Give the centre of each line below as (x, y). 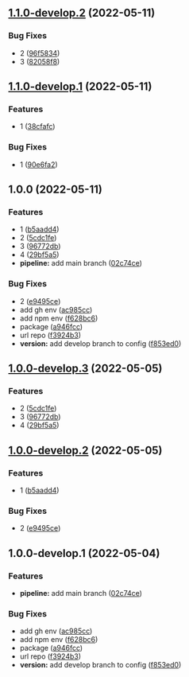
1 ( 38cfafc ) (37, 126)
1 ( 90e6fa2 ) (39, 164)
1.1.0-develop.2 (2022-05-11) (82, 13)
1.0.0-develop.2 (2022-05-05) (85, 450)
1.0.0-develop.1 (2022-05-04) (84, 553)
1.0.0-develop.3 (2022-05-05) (85, 369)
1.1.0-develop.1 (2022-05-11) (80, 87)
